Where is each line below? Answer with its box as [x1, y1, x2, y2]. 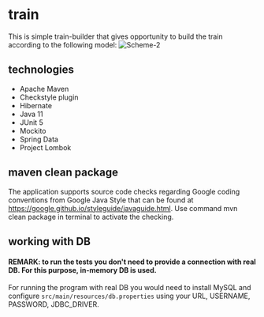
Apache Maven [19, 84, 69, 93]
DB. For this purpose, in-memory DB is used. [8, 265, 157, 274]
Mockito [19, 126, 46, 135]
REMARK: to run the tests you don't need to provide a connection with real [8, 257, 256, 266]
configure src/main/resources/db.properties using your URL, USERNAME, [8, 291, 251, 301]
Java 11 [19, 109, 43, 119]
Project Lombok [19, 142, 72, 152]
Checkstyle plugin [19, 92, 79, 102]
